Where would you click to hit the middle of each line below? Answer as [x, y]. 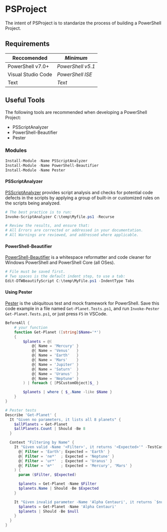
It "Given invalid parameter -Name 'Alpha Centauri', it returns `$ [86, 502]
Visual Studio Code [30, 74]
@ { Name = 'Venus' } [55, 351]
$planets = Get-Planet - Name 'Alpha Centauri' [67, 507]
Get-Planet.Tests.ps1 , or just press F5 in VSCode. [56, 314]
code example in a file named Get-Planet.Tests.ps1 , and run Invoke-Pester [82, 309]
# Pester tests [21, 410]
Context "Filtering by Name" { [42, 442]
